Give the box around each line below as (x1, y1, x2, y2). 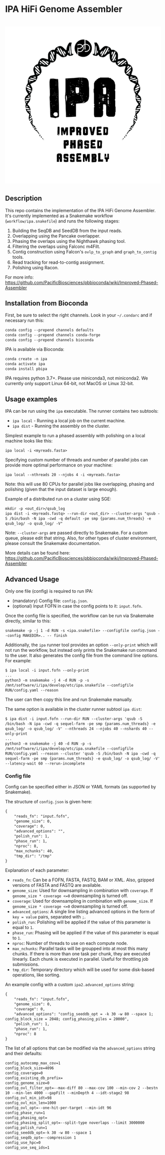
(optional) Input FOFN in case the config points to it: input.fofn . (12, 603, 143, 609)
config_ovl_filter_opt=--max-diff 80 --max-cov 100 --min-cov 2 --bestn (5, 1085, 158, 1091)
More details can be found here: (5, 550, 71, 556)
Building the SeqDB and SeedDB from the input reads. (12, 228, 123, 233)
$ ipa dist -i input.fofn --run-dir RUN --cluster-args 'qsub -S (5, 716, 142, 721)
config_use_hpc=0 (5, 1140, 41, 1146)
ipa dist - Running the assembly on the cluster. (12, 423, 110, 429)
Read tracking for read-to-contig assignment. (12, 259, 105, 265)
